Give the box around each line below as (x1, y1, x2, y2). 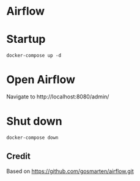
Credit (6, 151, 31, 161)
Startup (6, 32, 46, 46)
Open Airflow (6, 73, 75, 87)
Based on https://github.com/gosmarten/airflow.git (6, 167, 134, 175)
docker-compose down (6, 135, 59, 141)
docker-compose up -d (6, 53, 62, 59)
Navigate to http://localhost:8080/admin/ (6, 93, 109, 100)
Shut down (6, 114, 62, 128)
